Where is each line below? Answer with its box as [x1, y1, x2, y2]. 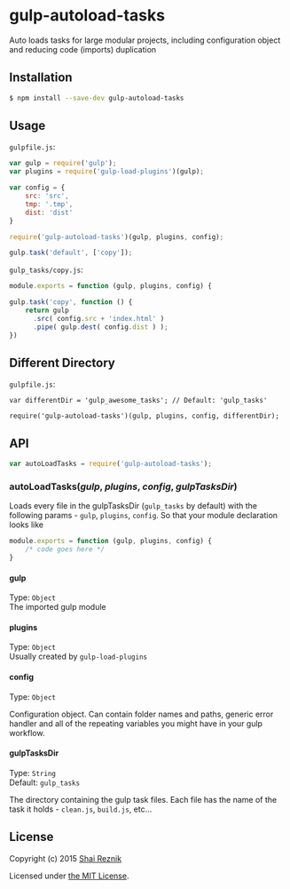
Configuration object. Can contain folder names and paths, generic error [9, 709, 274, 719]
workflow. [9, 727, 45, 738]
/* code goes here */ [25, 545, 105, 554]
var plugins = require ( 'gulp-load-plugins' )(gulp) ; [9, 167, 204, 176]
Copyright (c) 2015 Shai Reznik [9, 853, 122, 863]
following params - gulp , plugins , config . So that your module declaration [9, 510, 278, 521]
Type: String [9, 767, 56, 778]
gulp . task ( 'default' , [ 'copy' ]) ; [9, 248, 133, 258]
